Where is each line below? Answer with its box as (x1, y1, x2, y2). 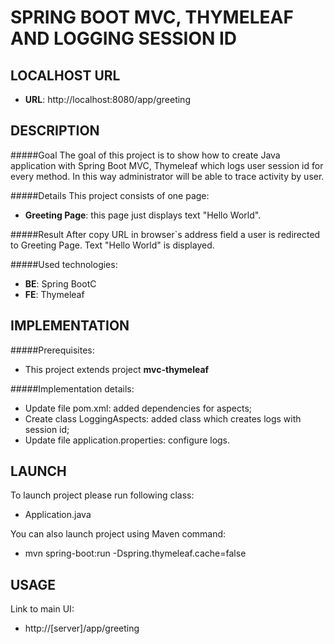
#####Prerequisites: (10, 344, 95, 356)
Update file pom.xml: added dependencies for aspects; (24, 402, 253, 414)
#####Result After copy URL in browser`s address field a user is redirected (10, 228, 321, 240)
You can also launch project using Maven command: (10, 528, 227, 540)
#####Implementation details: (10, 382, 135, 395)
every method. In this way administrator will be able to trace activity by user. (10, 170, 325, 182)
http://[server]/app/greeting (24, 622, 140, 635)
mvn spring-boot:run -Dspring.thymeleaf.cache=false (24, 547, 247, 560)
